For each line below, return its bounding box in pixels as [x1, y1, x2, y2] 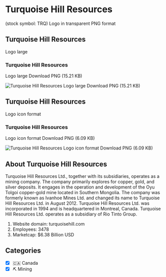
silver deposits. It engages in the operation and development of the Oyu [5, 184, 155, 190]
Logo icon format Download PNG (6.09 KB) [5, 135, 95, 141]
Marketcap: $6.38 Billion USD [12, 231, 74, 237]
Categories [5, 247, 41, 255]
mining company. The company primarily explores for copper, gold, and [5, 178, 155, 184]
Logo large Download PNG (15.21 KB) [5, 73, 82, 79]
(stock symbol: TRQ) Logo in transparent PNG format [5, 20, 116, 26]
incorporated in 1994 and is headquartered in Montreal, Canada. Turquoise [5, 205, 161, 211]
